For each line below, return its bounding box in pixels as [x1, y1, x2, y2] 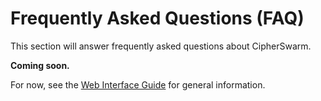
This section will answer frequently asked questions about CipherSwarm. [10, 40, 312, 52]
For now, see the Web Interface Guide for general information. [10, 78, 266, 91]
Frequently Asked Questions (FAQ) [10, 7, 305, 30]
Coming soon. [10, 59, 70, 71]
